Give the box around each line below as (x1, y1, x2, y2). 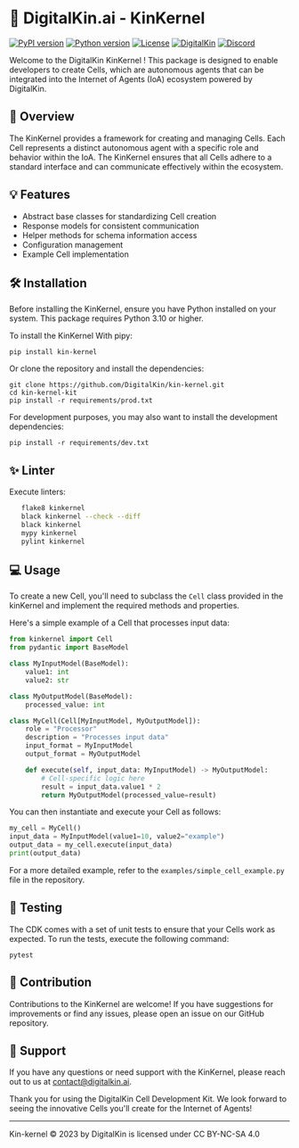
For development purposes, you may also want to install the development (9, 412, 279, 423)
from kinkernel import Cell (9, 635, 114, 644)
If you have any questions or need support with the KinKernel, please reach (9, 1067, 287, 1078)
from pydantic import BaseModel (9, 643, 129, 652)
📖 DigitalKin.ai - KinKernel (9, 8, 206, 29)
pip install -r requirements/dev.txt (9, 439, 149, 448)
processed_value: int (25, 700, 105, 709)
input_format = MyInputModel (25, 741, 133, 750)
